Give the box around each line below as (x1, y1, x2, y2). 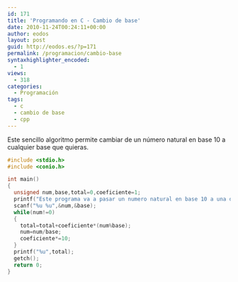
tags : (7, 96, 23, 103)
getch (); (13, 254, 40, 262)
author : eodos (7, 30, 50, 38)
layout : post (7, 37, 46, 44)
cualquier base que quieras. (7, 142, 89, 151)
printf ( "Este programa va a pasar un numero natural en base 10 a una (13, 196, 227, 203)
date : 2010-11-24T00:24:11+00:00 (7, 23, 106, 30)
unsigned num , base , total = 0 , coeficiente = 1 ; (13, 189, 141, 196)
